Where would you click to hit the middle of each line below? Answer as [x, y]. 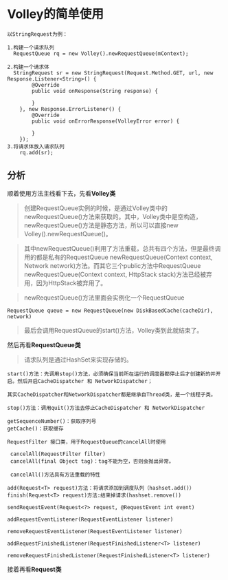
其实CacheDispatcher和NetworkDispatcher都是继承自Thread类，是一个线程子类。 [112, 394]
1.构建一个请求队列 [31, 48]
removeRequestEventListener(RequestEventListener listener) [95, 531]
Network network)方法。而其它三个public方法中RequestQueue [112, 265]
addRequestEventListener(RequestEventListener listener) [90, 519]
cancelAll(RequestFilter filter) [58, 454]
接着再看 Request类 [34, 569]
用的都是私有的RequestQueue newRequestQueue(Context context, [118, 257]
